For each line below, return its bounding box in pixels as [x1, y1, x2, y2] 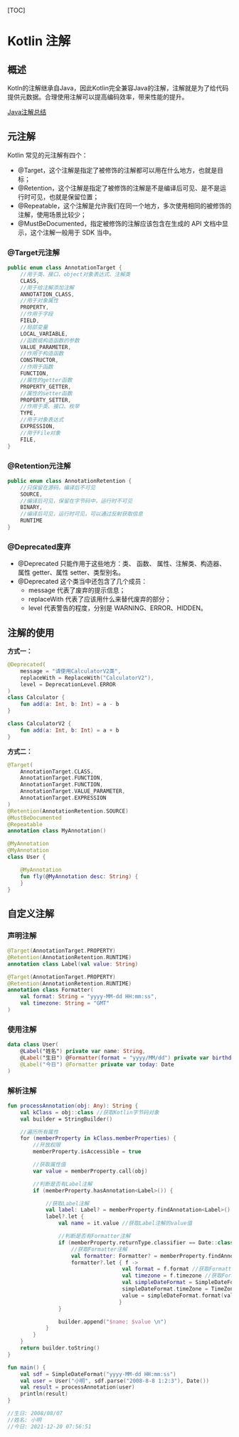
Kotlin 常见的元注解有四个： [7, 151, 88, 159]
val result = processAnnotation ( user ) [20, 1384, 135, 1391]
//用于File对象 [20, 429, 61, 437]
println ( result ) [20, 1390, 69, 1398]
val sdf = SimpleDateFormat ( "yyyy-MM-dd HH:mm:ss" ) [20, 1370, 176, 1378]
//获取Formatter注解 [70, 1246, 128, 1253]
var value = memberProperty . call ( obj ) [33, 1168, 148, 1175]
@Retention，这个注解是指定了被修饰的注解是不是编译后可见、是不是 [17, 183, 221, 192]
